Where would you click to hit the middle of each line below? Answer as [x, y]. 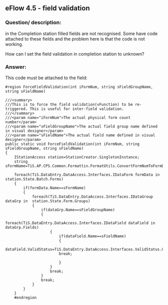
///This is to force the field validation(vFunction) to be [69, 104]
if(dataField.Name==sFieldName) [92, 236]
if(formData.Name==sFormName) [54, 188]
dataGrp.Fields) [22, 227]
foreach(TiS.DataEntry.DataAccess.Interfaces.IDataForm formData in [87, 175]
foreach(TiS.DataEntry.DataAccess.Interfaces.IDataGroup [92, 197]
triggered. [16, 109]
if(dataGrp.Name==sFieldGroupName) [78, 210]
